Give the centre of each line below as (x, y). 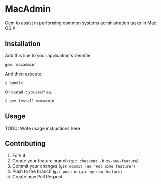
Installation (23, 44)
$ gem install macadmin (30, 101)
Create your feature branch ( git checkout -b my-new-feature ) (76, 161)
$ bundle (14, 83)
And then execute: (24, 74)
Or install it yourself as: (28, 92)
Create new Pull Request (37, 177)
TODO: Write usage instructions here (43, 128)
